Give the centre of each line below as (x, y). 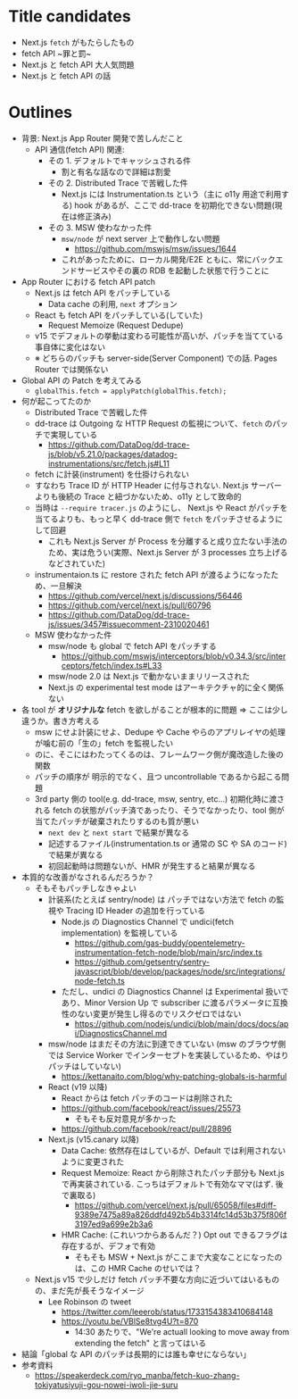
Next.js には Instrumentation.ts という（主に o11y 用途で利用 (171, 194)
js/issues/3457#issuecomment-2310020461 (128, 624)
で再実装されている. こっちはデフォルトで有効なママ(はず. (167, 1184)
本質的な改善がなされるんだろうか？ (87, 877)
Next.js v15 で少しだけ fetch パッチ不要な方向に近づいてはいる (149, 1279)
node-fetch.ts (100, 980)
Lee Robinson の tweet (89, 1302)
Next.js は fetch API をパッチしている (103, 293)
